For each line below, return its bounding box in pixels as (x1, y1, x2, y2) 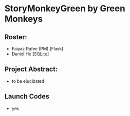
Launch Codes (4, 93, 50, 101)
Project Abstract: (4, 65, 58, 73)
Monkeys (4, 13, 43, 24)
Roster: (4, 33, 27, 41)
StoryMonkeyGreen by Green (4, 3, 125, 14)
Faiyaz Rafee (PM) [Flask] (11, 46, 64, 51)
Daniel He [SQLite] (11, 51, 49, 57)
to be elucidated (11, 78, 45, 84)
